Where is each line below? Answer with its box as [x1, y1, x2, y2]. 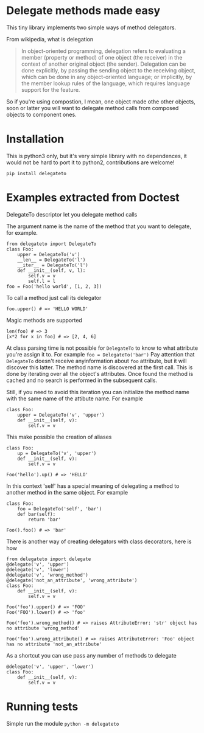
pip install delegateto [6, 170, 67, 176]
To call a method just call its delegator [6, 294, 102, 301]
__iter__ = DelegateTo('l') [17, 262, 88, 268]
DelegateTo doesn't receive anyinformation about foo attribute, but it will [6, 357, 187, 364]
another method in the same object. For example [6, 488, 128, 496]
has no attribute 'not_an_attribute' [6, 641, 102, 647]
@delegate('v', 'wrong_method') [6, 572, 88, 578]
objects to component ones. [6, 111, 77, 118]
